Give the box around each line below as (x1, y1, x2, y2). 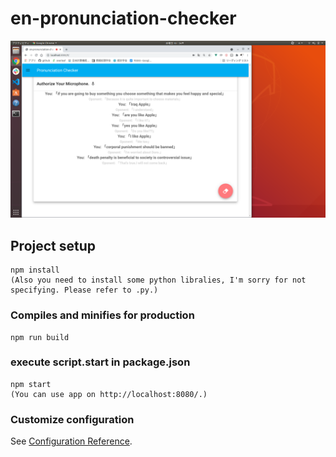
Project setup (10, 237, 97, 254)
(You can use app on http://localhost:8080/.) (10, 389, 208, 399)
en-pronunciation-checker (10, 7, 237, 30)
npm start (10, 379, 52, 389)
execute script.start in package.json (10, 355, 191, 369)
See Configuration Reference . (10, 435, 133, 447)
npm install (10, 265, 60, 276)
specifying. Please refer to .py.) (10, 285, 159, 296)
